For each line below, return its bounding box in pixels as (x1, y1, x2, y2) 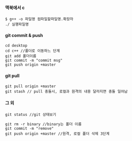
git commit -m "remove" (5, 126, 54, 131)
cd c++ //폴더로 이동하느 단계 (5, 48, 60, 54)
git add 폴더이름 (5, 54, 37, 59)
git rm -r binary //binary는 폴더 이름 (5, 121, 82, 127)
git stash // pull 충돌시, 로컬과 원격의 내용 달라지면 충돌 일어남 (5, 89, 128, 94)
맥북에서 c (5, 4, 25, 10)
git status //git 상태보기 (5, 112, 57, 117)
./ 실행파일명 (5, 22, 29, 27)
